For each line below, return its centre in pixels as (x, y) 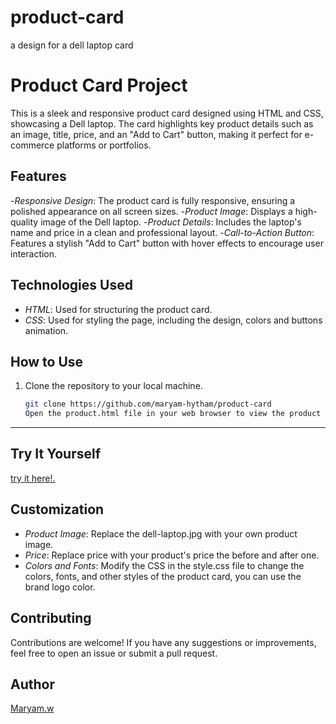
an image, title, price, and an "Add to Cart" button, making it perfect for (156, 134)
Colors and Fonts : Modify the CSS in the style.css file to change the (164, 565)
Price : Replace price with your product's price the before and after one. (172, 555)
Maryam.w (32, 708)
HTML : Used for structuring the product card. (118, 309)
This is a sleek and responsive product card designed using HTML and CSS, (167, 113)
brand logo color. (60, 587)
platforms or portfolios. (104, 145)
